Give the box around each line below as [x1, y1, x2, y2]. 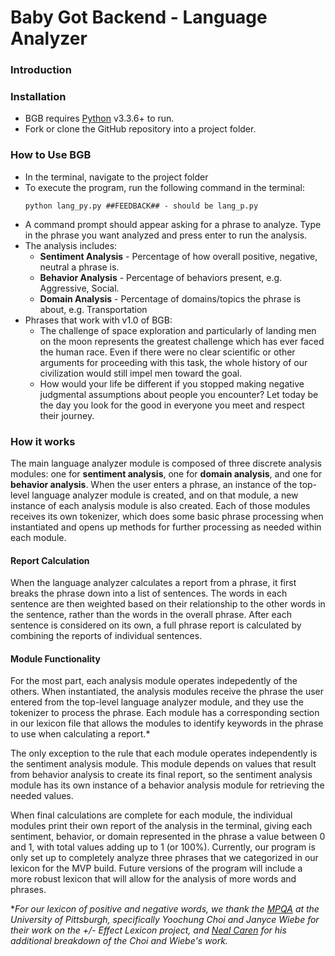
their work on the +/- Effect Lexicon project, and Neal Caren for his [10, 924, 287, 936]
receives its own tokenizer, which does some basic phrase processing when [10, 511, 324, 522]
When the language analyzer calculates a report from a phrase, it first [10, 577, 297, 589]
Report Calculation [10, 554, 90, 566]
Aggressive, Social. [39, 282, 120, 294]
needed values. [10, 790, 74, 802]
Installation [10, 90, 67, 104]
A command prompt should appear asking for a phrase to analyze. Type [24, 218, 322, 230]
